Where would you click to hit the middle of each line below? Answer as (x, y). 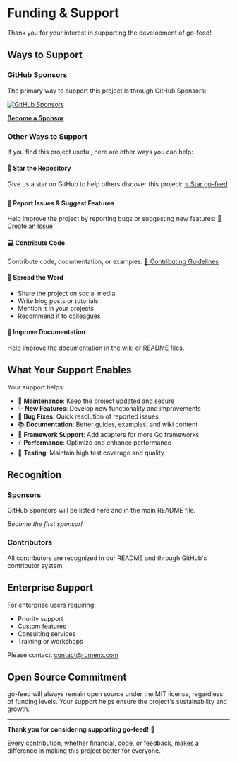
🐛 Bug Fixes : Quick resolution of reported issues (88, 416)
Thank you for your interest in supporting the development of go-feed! (109, 33)
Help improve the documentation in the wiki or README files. (96, 348)
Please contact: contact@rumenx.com (63, 655)
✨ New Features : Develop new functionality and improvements (109, 408)
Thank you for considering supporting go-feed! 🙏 (81, 729)
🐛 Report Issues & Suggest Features (61, 203)
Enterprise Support (50, 588)
